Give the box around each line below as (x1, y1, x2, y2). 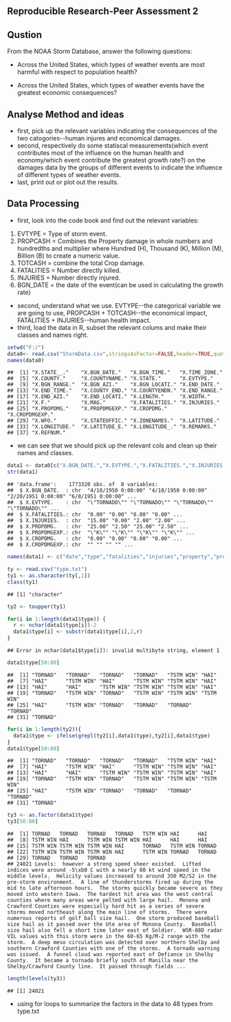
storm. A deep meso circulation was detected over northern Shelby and (7, 939, 220, 946)
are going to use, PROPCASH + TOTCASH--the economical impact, (16, 309, 208, 317)
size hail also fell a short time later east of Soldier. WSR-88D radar (7, 927, 223, 934)
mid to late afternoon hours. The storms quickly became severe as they (7, 885, 223, 892)
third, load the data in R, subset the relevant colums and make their (16, 323, 208, 331)
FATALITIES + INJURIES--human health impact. (16, 316, 151, 324)
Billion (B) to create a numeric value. (16, 251, 120, 260)
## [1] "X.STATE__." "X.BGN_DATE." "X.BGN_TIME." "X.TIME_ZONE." (7, 369, 223, 376)
